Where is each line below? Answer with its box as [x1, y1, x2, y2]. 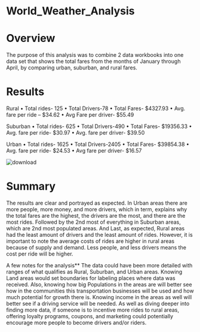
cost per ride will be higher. [6, 250, 73, 257]
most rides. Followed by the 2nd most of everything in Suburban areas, [6, 218, 181, 226]
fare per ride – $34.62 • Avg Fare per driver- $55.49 [6, 111, 134, 118]
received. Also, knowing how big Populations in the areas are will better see [6, 281, 192, 288]
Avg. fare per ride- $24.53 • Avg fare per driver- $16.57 [6, 147, 142, 154]
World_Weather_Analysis [6, 4, 136, 18]
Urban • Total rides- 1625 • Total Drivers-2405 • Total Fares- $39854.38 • [6, 141, 190, 148]
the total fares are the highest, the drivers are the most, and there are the [6, 212, 186, 219]
